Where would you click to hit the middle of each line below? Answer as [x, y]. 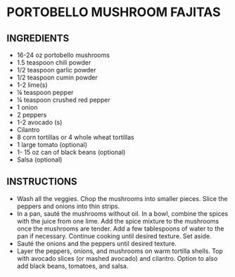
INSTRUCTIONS [42, 182]
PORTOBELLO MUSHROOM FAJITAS [114, 12]
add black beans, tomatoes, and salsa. [72, 266]
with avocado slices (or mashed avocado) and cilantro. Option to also [117, 258]
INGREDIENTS [38, 38]
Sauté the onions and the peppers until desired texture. [97, 243]
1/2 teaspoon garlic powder [56, 70]
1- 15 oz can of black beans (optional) [71, 152]
